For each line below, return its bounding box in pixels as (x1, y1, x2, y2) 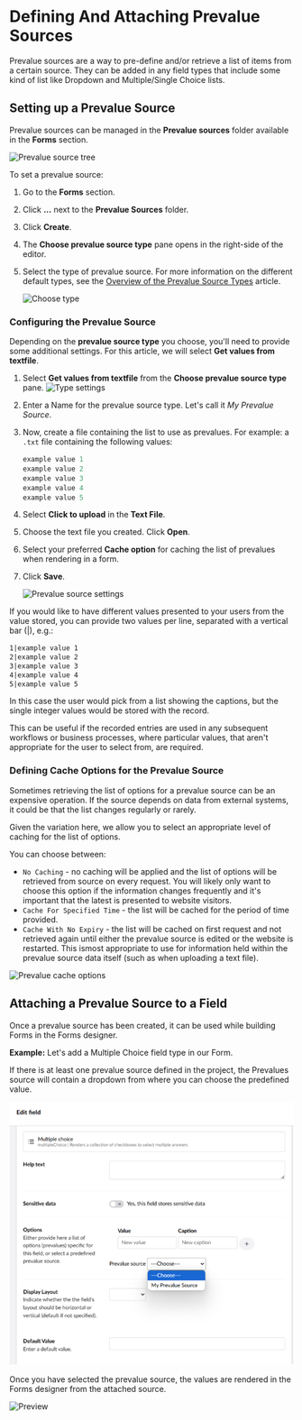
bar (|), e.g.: (9, 625, 54, 637)
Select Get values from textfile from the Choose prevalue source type (22, 372, 287, 384)
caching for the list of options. (9, 831, 122, 842)
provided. (22, 913, 59, 925)
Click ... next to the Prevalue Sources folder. (22, 204, 189, 215)
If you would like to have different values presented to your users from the (9, 606, 285, 617)
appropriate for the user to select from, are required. (9, 742, 205, 753)
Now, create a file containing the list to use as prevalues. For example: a (22, 426, 290, 438)
